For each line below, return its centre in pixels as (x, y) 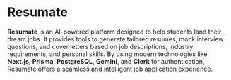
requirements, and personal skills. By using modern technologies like (107, 54)
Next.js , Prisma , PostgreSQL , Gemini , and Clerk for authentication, (106, 61)
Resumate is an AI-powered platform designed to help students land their (114, 32)
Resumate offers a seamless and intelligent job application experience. (110, 69)
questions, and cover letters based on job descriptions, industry (100, 46)
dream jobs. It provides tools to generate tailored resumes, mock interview (115, 39)
